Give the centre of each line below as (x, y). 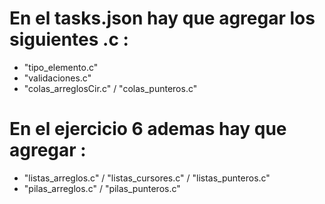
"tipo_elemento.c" (61, 67)
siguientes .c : (69, 39)
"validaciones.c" (57, 78)
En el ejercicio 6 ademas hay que (148, 129)
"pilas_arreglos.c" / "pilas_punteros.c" (102, 188)
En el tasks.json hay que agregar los (162, 18)
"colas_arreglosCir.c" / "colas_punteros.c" (110, 88)
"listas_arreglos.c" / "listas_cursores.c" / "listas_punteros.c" (147, 178)
